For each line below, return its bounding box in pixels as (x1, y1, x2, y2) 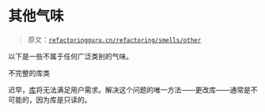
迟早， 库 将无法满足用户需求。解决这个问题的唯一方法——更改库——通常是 (8, 84, 251, 95)
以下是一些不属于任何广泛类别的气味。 (8, 51, 133, 61)
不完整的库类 (8, 68, 50, 77)
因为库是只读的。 (35, 95, 92, 104)
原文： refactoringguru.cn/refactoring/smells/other (27, 35, 202, 44)
